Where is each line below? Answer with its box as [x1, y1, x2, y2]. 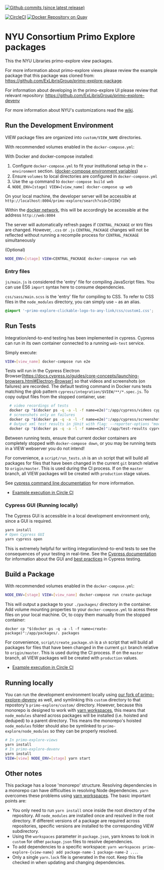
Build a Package [5, 570, 55, 579]
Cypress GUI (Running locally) [5, 502, 78, 508]
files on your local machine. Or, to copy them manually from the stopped [5, 612, 150, 618]
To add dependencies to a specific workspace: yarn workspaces [12, 844, 141, 850]
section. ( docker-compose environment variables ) [37, 168, 138, 174]
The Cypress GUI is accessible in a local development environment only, [5, 513, 150, 519]
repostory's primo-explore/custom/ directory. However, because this [5, 702, 143, 708]
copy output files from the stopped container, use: [5, 394, 106, 400]
